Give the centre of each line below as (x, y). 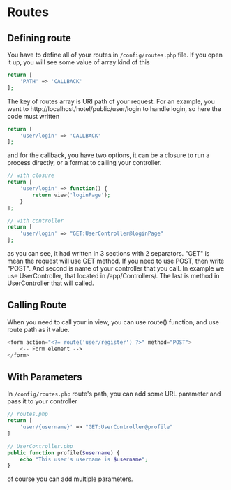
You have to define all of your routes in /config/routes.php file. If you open (115, 55)
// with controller (36, 221)
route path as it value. (38, 329)
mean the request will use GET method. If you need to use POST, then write (116, 261)
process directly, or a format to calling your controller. (84, 163)
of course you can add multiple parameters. (70, 479)
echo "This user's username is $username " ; (84, 459)
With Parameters (45, 377)
